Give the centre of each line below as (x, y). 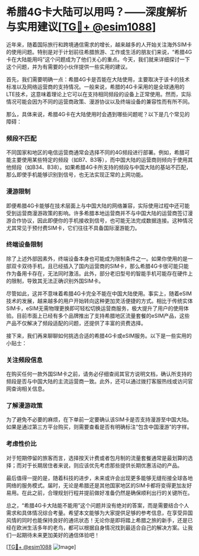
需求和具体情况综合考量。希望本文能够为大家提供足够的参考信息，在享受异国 (99, 513)
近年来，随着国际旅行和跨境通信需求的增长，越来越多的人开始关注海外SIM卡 (99, 44)
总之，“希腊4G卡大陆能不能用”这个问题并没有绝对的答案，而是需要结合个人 (98, 505)
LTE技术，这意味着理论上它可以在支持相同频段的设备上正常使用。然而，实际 (99, 94)
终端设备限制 (25, 245)
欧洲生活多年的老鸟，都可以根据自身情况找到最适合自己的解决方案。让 (102, 528)
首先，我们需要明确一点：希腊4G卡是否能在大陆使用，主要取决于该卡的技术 (98, 79)
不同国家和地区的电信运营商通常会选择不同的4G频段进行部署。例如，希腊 (95, 152)
